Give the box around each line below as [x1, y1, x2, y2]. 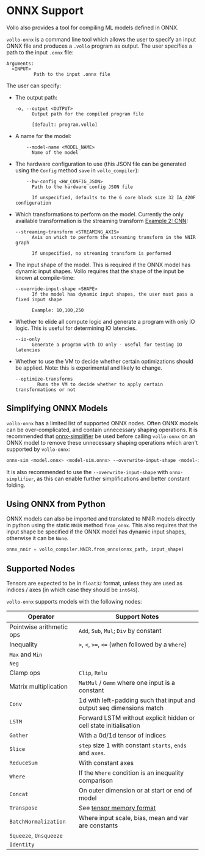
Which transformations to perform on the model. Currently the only [15, 210, 184, 218]
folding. [6, 481, 26, 489]
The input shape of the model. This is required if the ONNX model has [15, 261, 191, 268]
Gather [9, 732, 29, 739]
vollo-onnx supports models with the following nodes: [6, 598, 142, 605]
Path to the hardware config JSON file [31, 184, 133, 190]
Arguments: [6, 60, 34, 67]
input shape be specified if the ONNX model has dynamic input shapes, [6, 528, 186, 535]
